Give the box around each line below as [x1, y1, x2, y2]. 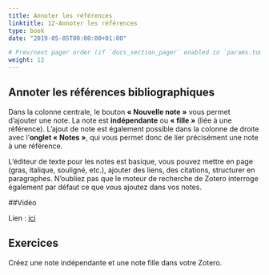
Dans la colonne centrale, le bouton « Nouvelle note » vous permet [8, 107, 231, 116]
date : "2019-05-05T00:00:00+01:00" [8, 34, 127, 42]
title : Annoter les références [8, 11, 113, 20]
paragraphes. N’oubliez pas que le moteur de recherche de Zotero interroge [8, 173, 259, 183]
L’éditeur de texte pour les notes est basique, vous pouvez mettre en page [8, 156, 254, 166]
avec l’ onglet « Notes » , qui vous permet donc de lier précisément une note [8, 132, 259, 142]
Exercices [8, 237, 58, 250]
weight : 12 [8, 56, 45, 64]
